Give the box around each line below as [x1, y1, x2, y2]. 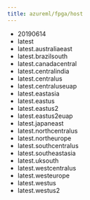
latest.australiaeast [17, 44, 72, 53]
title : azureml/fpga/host [7, 10, 83, 18]
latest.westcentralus [17, 164, 77, 172]
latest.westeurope [17, 171, 70, 180]
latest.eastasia [17, 89, 60, 98]
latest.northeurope [17, 134, 72, 142]
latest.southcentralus [17, 141, 79, 149]
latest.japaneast [17, 119, 64, 127]
